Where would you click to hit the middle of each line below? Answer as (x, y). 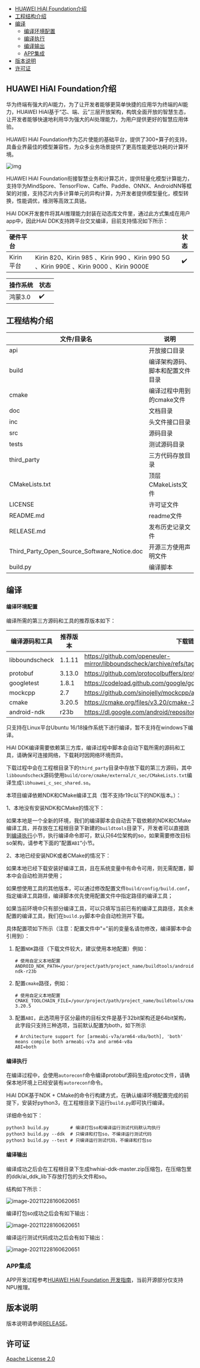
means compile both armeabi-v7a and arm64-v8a (74, 1042)
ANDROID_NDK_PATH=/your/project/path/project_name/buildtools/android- (105, 967)
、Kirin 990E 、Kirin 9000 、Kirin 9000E (92, 266)
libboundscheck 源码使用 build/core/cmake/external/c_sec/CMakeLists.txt (97, 775)
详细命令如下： (24, 1115)
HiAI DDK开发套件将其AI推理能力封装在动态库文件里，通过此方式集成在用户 (98, 213)
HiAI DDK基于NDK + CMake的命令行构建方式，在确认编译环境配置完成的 (95, 1095)
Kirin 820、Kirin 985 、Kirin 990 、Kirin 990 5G (102, 257)
